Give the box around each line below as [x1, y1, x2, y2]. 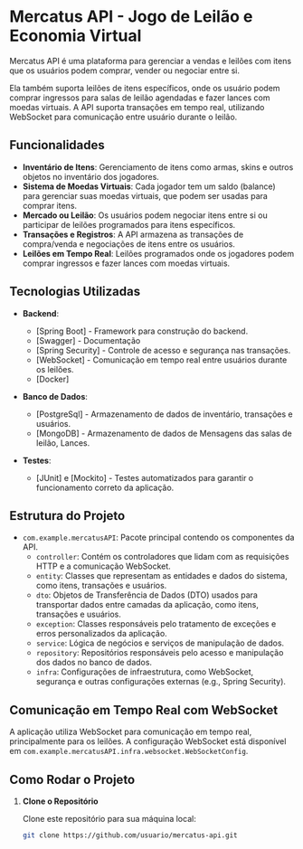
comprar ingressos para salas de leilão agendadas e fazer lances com [9, 92, 270, 103]
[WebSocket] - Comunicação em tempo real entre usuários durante [35, 354, 288, 365]
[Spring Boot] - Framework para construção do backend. [35, 325, 249, 336]
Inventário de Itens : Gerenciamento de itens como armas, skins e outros [22, 161, 294, 173]
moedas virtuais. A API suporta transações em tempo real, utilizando [9, 101, 265, 112]
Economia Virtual [9, 25, 142, 46]
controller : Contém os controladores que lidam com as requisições [35, 552, 289, 562]
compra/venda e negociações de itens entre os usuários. [22, 238, 235, 250]
